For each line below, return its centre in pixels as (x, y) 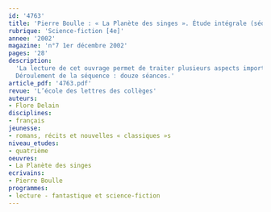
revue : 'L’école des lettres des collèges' (83, 91)
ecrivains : (27, 173)
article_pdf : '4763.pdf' (50, 83)
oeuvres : (23, 158)
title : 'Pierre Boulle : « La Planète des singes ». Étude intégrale (128, 23)
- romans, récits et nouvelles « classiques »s (90, 135)
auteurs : (23, 98)
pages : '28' (28, 53)
